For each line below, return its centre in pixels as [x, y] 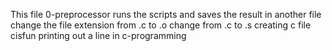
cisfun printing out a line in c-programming [98, 35]
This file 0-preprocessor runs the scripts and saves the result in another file [166, 14]
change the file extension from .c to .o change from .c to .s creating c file [161, 25]
